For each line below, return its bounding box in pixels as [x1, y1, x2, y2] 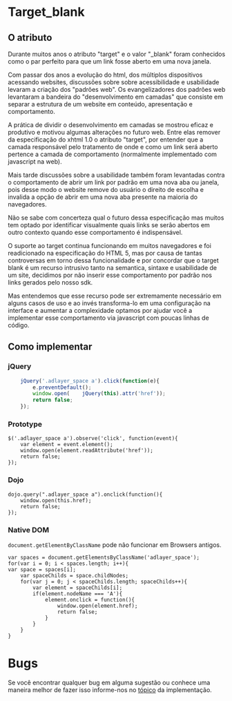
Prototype [8, 419, 43, 429]
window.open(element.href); [57, 602, 138, 609]
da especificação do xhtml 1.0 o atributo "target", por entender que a [8, 135, 204, 144]
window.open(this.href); [20, 497, 92, 504]
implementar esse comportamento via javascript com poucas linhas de [8, 314, 209, 322]
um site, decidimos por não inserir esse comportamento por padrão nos [8, 271, 213, 279]
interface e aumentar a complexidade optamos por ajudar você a [8, 307, 193, 314]
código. [8, 321, 30, 329]
